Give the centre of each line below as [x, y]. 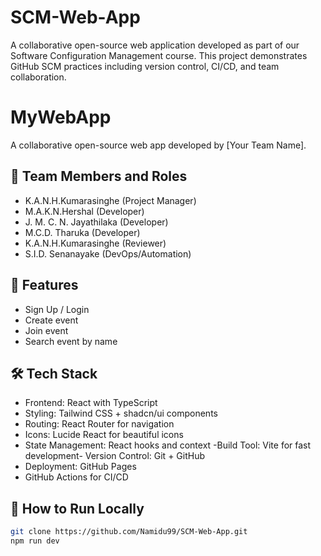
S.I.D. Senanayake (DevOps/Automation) [108, 253]
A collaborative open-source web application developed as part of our [155, 45]
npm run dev [35, 541]
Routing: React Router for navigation [99, 424]
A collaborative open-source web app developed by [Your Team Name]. [158, 145]
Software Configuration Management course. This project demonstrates [159, 55]
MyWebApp [61, 117]
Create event [51, 320]
